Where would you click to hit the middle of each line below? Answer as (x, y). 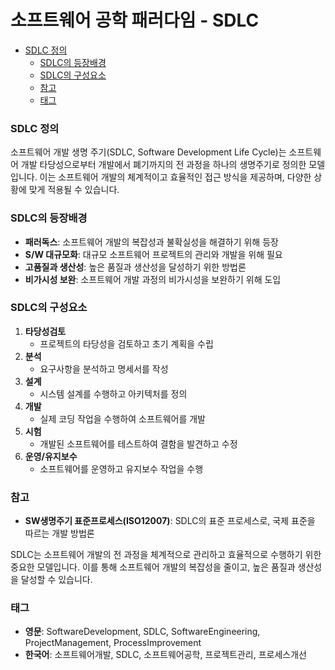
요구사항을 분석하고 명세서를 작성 (104, 368)
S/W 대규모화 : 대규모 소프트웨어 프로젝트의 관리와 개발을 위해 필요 (153, 254)
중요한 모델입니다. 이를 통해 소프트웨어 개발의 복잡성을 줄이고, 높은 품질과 (153, 567)
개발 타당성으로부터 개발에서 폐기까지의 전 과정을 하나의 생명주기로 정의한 (163, 165)
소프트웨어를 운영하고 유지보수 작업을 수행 (121, 468)
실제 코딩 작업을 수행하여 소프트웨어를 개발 (123, 418)
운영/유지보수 (51, 456)
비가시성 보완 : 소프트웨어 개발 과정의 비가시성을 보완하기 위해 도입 (153, 279)
